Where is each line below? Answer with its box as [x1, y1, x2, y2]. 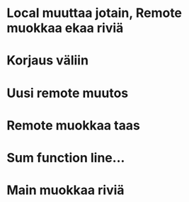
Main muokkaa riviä [6, 182, 125, 198]
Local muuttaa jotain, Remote [6, 5, 182, 21]
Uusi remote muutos [6, 85, 129, 101]
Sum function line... [6, 150, 125, 166]
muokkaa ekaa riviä [6, 20, 124, 36]
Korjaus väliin [6, 52, 89, 69]
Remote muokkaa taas [6, 117, 141, 133]
